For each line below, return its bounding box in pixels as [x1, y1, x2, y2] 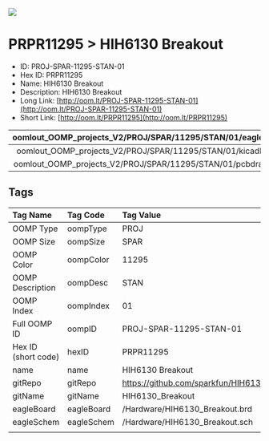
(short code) [12, 351, 60, 362]
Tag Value [122, 209, 162, 220]
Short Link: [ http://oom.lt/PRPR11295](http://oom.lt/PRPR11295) [19, 112, 228, 122]
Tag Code [66, 209, 106, 220]
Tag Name [12, 209, 52, 220]
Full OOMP [12, 318, 53, 329]
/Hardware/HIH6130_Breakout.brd [122, 403, 252, 415]
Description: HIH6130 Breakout [19, 87, 122, 96]
